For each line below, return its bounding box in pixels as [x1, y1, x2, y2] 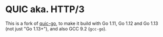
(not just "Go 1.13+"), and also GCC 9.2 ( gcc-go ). [5, 25, 107, 31]
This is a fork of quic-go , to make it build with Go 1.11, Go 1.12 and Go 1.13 [5, 20, 158, 26]
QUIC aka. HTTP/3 [5, 4, 85, 15]
